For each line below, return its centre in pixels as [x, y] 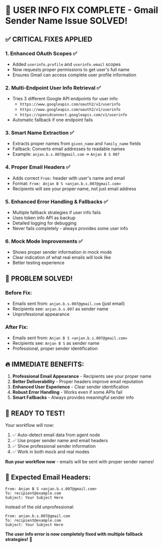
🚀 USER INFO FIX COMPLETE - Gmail [82, 10]
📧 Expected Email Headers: [48, 477]
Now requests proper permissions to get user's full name [71, 69]
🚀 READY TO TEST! [35, 413]
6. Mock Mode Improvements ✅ [44, 241]
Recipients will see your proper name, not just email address [74, 189]
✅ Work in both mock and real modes [51, 452]
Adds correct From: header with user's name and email [69, 178]
